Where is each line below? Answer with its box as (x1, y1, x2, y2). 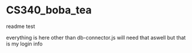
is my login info (6, 40, 43, 47)
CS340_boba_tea (6, 3, 92, 17)
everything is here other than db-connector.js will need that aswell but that (6, 34, 186, 41)
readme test (6, 23, 35, 30)
